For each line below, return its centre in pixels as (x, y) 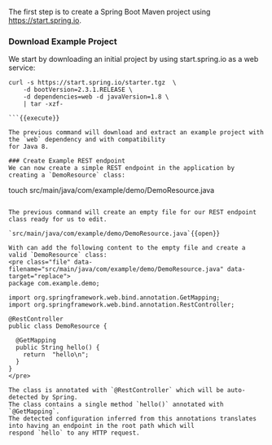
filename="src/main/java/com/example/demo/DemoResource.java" (116, 269)
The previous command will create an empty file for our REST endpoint (132, 212)
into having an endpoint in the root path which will (102, 426)
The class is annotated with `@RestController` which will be (116, 390)
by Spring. (60, 398)
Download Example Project (63, 41)
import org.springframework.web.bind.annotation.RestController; (121, 305)
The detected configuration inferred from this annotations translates (132, 419)
